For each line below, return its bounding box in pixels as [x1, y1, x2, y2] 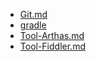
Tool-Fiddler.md [19, 40, 86, 52]
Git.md [19, 9, 48, 20]
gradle [19, 19, 47, 31]
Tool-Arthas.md [19, 30, 85, 41]
